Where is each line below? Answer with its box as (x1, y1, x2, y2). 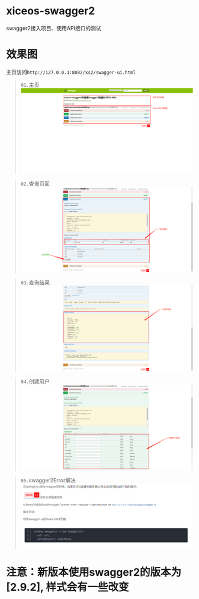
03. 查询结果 (20, 278, 50, 286)
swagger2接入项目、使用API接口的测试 (6, 24, 102, 32)
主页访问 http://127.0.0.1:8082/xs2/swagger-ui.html (6, 68, 136, 76)
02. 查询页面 (20, 180, 50, 187)
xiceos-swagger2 (6, 4, 95, 18)
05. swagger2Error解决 (20, 476, 76, 484)
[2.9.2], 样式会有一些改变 (6, 580, 129, 594)
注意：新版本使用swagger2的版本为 (6, 565, 182, 579)
